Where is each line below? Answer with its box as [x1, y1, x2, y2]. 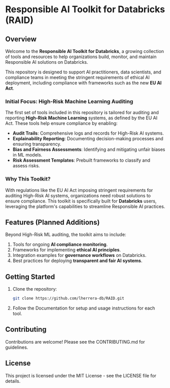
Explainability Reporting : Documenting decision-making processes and [12, 136, 163, 142]
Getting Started [5, 272, 55, 281]
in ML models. [12, 152, 43, 158]
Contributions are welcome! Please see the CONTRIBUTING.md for [5, 339, 146, 345]
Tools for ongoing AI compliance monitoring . [12, 241, 108, 248]
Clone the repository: [12, 286, 57, 292]
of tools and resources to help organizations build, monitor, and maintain [5, 54, 157, 60]
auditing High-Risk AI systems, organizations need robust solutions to [5, 192, 151, 198]
